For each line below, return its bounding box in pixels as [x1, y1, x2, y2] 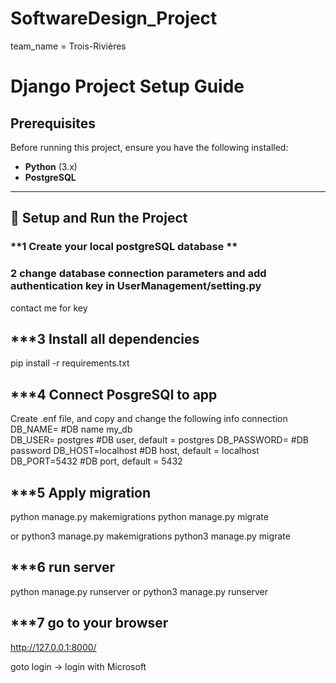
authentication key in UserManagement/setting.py [10, 279, 262, 293]
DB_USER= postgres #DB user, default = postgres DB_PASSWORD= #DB [10, 434, 309, 446]
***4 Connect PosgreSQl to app [10, 386, 218, 403]
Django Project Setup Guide [10, 75, 245, 98]
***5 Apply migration [10, 484, 152, 501]
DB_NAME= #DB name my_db [10, 423, 133, 436]
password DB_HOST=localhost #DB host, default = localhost [10, 445, 260, 457]
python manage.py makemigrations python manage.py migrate [10, 510, 269, 522]
